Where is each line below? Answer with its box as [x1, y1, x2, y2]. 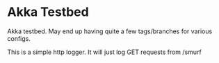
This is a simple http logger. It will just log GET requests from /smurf [7, 48, 202, 56]
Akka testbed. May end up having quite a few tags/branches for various [7, 27, 213, 35]
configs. [7, 34, 31, 42]
